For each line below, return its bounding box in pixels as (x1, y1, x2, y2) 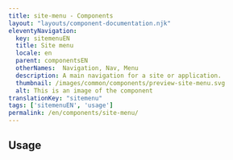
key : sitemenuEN (15, 34, 70, 43)
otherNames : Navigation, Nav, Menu (15, 64, 139, 72)
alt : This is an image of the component (15, 86, 153, 95)
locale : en (15, 49, 52, 57)
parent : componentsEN (15, 57, 89, 65)
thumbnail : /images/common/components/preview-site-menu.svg (15, 79, 226, 87)
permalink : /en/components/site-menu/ (8, 109, 139, 117)
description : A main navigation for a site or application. (15, 72, 222, 80)
